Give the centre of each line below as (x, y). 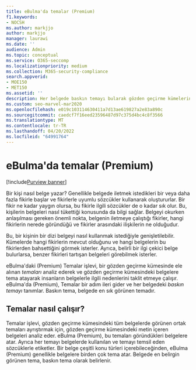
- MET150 (17, 88)
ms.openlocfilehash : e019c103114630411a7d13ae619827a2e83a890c (85, 109)
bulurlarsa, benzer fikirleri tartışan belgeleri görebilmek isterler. (82, 254)
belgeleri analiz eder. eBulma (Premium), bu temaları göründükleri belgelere (97, 335)
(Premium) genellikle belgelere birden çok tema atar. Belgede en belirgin (93, 354)
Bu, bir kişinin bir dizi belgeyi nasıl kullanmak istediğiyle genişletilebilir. (90, 235)
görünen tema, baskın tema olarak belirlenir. (59, 360)
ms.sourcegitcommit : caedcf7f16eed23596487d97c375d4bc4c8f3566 (85, 115)
